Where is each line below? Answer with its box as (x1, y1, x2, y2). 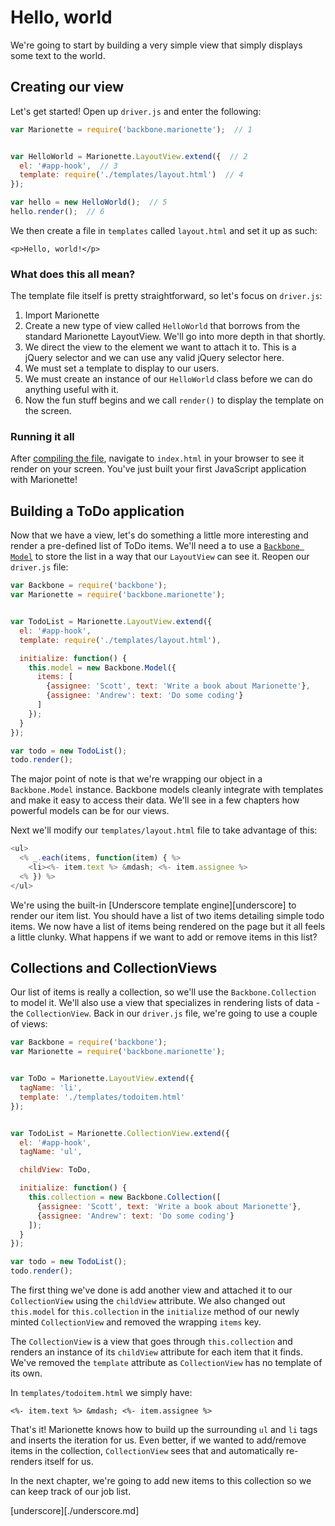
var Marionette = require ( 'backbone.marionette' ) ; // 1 (10, 124, 253, 135)
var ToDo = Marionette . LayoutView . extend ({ (10, 1074, 195, 1084)
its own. (10, 1367, 43, 1380)
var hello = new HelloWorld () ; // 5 (10, 197, 168, 208)
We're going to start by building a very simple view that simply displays (10, 39, 303, 51)
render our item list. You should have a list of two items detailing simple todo (10, 909, 325, 921)
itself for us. (44, 1456, 94, 1468)
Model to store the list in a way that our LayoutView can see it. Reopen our (10, 551, 310, 563)
